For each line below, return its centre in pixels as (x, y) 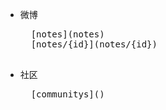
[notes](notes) (67, 34)
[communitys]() (67, 94)
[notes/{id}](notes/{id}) (94, 44)
